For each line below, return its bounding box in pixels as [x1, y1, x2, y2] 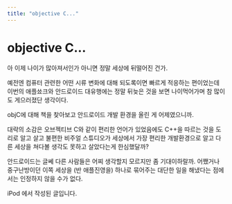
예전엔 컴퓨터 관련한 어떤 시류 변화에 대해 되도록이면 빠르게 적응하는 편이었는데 [7, 78, 220, 86]
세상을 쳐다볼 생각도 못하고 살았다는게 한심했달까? [14, 142, 150, 151]
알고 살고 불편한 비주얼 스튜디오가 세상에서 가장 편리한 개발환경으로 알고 [19, 133, 215, 142]
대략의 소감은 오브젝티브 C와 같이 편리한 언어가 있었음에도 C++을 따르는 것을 [7, 125, 215, 133]
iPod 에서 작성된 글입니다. [7, 189, 78, 197]
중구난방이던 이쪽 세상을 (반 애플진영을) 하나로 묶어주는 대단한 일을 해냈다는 [7, 165, 211, 174]
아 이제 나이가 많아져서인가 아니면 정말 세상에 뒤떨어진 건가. [7, 64, 168, 72]
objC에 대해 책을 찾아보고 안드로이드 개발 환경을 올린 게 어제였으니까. [7, 110, 194, 118]
